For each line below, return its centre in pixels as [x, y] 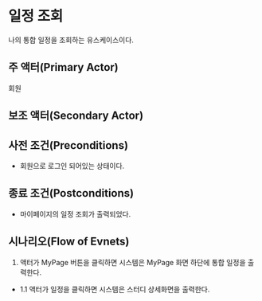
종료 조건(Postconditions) [71, 193]
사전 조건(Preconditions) [68, 145]
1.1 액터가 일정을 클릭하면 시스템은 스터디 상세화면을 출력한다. [115, 289]
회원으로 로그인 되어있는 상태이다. [72, 166]
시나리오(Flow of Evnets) [69, 242]
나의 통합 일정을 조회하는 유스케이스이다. [71, 40]
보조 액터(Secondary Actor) [76, 116]
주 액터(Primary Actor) [64, 67]
